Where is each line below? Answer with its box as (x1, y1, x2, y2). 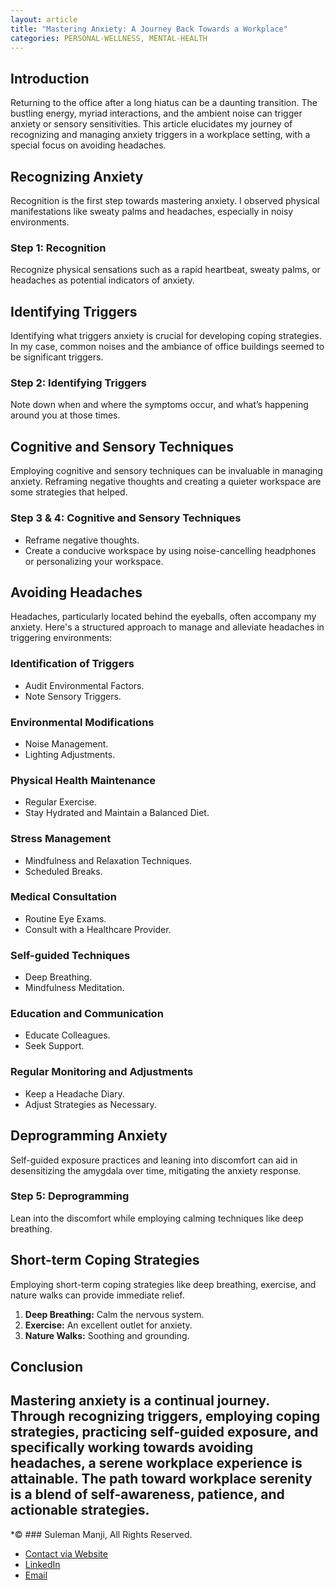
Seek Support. (24, 1040, 85, 1052)
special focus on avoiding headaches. (10, 139, 167, 151)
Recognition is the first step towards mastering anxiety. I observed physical (10, 195, 320, 206)
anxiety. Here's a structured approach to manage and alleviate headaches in (10, 621, 325, 633)
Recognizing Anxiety (10, 168, 144, 185)
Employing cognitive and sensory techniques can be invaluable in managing (10, 465, 323, 477)
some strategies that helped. (10, 486, 128, 498)
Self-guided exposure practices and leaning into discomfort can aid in (10, 1154, 298, 1166)
